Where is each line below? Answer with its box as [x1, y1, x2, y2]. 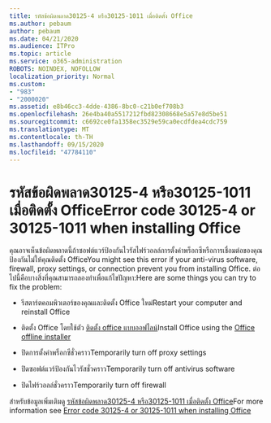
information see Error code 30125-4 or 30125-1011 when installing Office [9, 406, 252, 416]
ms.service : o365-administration [9, 58, 123, 66]
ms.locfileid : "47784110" [9, 148, 97, 156]
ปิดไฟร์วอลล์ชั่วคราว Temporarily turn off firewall [20, 380, 167, 390]
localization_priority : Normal [9, 72, 115, 81]
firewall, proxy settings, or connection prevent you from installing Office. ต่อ [9, 264, 260, 273]
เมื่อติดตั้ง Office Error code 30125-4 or [9, 201, 256, 220]
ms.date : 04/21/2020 [9, 34, 80, 43]
